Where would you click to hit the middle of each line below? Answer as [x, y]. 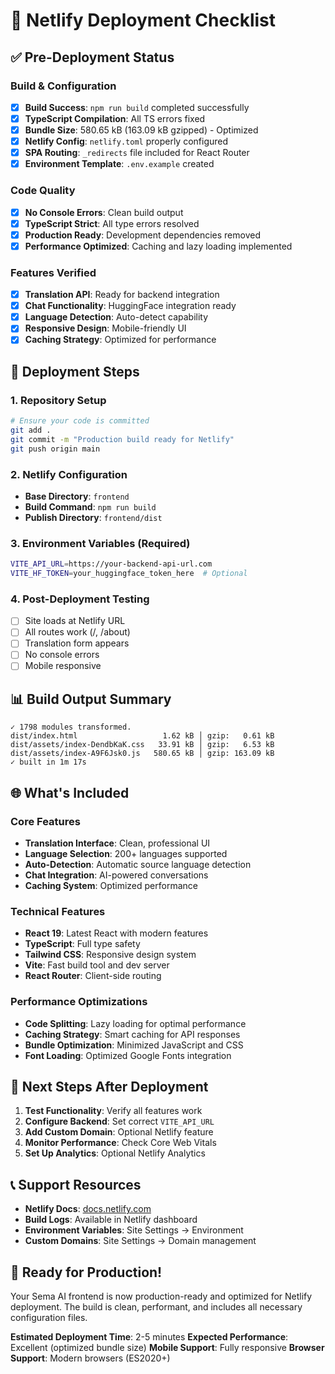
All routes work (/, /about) [77, 632]
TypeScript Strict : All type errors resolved [112, 223]
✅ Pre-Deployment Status [92, 57]
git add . [31, 430]
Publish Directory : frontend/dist [93, 517]
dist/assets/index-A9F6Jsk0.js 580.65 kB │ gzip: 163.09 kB [142, 754]
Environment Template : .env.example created [119, 164]
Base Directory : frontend [77, 496]
